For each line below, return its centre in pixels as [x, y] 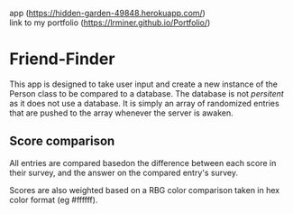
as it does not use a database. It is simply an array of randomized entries [144, 103]
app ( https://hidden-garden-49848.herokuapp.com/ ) [107, 13]
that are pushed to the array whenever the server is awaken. [121, 113]
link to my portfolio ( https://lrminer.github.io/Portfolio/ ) [110, 23]
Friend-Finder [62, 59]
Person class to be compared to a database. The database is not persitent [146, 93]
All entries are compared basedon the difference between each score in [143, 163]
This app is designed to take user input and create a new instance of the [143, 84]
